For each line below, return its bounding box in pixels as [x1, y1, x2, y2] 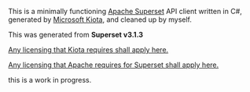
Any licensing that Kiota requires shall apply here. [8, 45, 169, 54]
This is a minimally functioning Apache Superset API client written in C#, [8, 7, 242, 16]
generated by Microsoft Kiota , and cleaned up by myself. [8, 15, 193, 24]
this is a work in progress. [8, 76, 92, 84]
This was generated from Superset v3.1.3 [8, 30, 144, 39]
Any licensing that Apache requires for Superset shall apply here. [8, 60, 219, 69]
